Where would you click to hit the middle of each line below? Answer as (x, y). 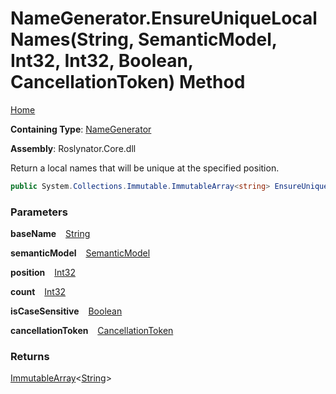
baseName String (50, 234)
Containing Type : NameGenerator (81, 129)
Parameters (39, 212)
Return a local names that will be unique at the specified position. (145, 168)
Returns (30, 357)
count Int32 (38, 292)
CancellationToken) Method (128, 82)
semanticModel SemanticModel (80, 253)
